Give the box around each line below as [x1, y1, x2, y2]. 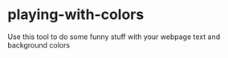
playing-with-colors [7, 6, 145, 24]
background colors [7, 40, 70, 49]
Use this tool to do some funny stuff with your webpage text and [7, 32, 221, 41]
